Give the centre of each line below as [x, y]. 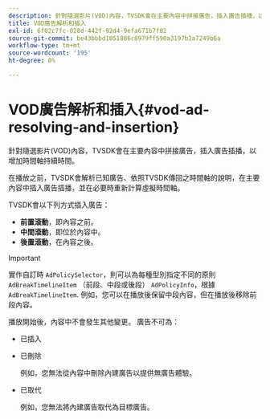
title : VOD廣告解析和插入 [47, 23]
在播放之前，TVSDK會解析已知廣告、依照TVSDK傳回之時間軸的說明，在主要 [134, 177]
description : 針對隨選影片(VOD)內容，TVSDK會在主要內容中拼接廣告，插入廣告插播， [133, 16]
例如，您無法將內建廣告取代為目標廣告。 [87, 407]
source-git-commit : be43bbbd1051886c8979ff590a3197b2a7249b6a [115, 38]
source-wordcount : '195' [50, 53]
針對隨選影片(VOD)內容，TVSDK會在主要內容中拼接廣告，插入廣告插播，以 [133, 150]
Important [25, 258]
